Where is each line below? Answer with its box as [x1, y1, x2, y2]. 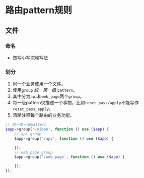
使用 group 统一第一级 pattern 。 [12, 87, 78, 93]
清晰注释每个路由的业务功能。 [12, 112, 75, 118]
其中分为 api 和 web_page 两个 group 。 [12, 93, 85, 99]
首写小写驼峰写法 [12, 55, 48, 61]
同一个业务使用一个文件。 [12, 81, 66, 87]
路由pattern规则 [5, 5, 72, 16]
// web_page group [14, 150, 53, 155]
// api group [14, 131, 42, 136]
